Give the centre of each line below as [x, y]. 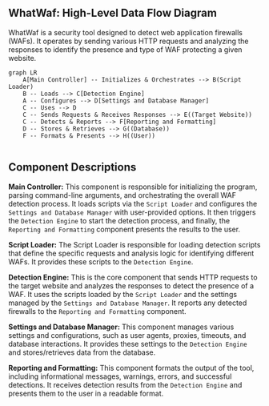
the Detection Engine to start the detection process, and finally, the [119, 220]
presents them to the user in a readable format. [86, 393]
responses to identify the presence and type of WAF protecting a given [125, 49]
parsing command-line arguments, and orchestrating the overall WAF [122, 195]
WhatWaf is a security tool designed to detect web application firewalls [125, 32]
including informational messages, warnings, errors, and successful [120, 376]
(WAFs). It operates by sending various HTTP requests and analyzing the [128, 41]
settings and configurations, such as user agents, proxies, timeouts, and [127, 335]
